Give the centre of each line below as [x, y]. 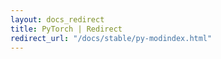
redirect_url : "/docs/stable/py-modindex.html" [111, 38]
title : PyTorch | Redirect [66, 29]
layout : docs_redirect [57, 19]
